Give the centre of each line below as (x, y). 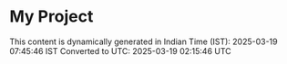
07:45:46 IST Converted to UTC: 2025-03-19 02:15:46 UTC (121, 50)
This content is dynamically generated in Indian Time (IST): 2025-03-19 (143, 41)
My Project (51, 17)
